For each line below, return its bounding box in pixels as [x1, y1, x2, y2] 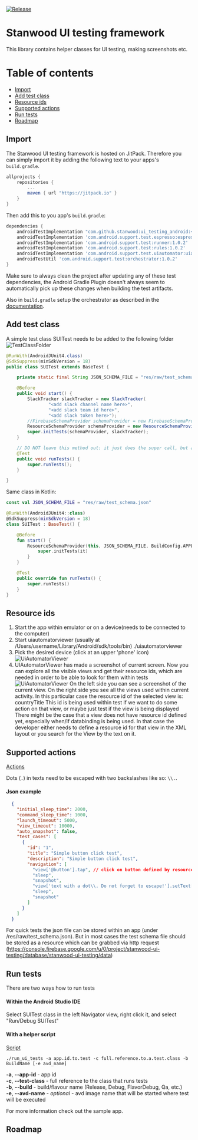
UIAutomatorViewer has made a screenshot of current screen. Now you [14, 661, 189, 668]
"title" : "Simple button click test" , [27, 851, 123, 856]
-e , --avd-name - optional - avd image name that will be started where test [6, 1089, 189, 1096]
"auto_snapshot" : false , [16, 828, 78, 834]
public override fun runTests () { [16, 575, 101, 581]
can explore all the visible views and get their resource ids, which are [14, 668, 183, 675]
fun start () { [16, 537, 51, 543]
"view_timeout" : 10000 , [16, 823, 75, 829]
